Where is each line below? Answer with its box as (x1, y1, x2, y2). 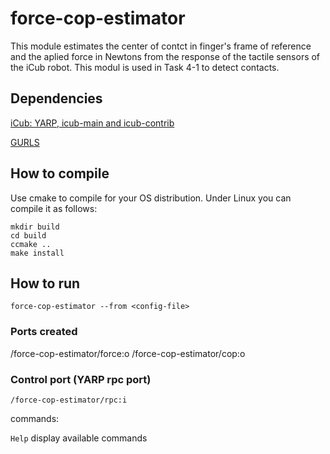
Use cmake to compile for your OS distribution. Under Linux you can (10, 192, 292, 204)
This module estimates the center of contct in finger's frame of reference (10, 40, 312, 52)
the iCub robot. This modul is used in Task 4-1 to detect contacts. (10, 61, 280, 73)
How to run (10, 275, 81, 292)
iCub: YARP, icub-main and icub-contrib (10, 117, 175, 129)
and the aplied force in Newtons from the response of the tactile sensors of (10, 50, 321, 62)
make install (10, 248, 65, 258)
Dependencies (10, 90, 103, 107)
